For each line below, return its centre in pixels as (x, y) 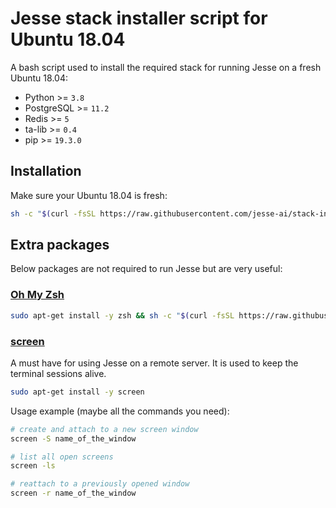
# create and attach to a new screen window (104, 429)
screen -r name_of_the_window (73, 493)
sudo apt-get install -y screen (77, 392)
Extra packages (60, 245)
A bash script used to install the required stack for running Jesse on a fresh (166, 67)
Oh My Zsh (37, 295)
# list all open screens (62, 457)
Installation (46, 171)
